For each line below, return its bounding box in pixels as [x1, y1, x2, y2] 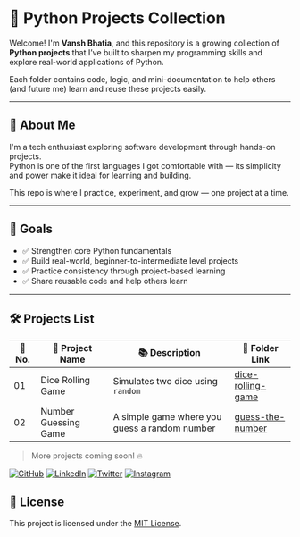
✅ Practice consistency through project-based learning [21, 265, 226, 276]
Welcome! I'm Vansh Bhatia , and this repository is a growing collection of [9, 38, 279, 48]
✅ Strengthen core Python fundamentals [21, 245, 172, 256]
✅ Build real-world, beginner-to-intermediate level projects [21, 255, 239, 266]
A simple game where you [112, 411, 222, 424]
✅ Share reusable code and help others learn [21, 275, 189, 286]
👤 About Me [9, 118, 76, 133]
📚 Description [137, 346, 201, 358]
